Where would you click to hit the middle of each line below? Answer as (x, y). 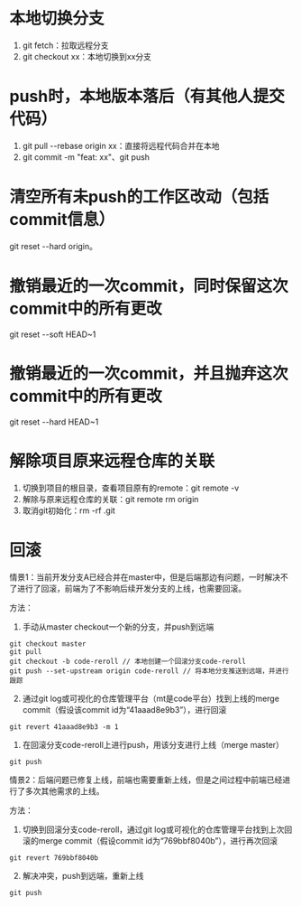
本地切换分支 (57, 19)
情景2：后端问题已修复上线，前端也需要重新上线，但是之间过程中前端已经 (146, 780)
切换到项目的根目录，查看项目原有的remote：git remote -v (131, 488)
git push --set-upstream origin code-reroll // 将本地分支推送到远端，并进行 (149, 671)
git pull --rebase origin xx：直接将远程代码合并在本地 (121, 145)
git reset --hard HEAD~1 (54, 422)
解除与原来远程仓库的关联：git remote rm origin (110, 499)
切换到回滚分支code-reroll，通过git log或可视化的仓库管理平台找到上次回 (157, 829)
